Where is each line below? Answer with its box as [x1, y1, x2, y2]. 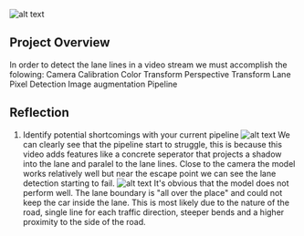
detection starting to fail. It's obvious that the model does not [22, 178, 289, 189]
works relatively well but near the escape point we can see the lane [22, 168, 277, 179]
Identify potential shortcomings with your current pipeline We [22, 128, 290, 140]
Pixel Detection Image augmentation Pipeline [9, 78, 178, 89]
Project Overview [9, 35, 110, 50]
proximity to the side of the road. [22, 216, 146, 227]
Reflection [9, 105, 70, 120]
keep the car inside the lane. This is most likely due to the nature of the [22, 197, 290, 208]
